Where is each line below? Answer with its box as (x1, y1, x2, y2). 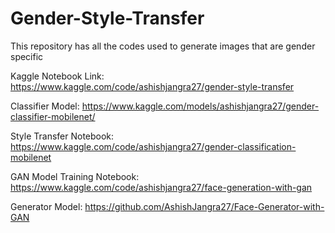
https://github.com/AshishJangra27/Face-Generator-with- (84, 200, 325, 212)
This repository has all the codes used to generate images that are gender (10, 40, 316, 52)
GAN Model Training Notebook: (10, 170, 140, 182)
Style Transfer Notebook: (10, 130, 115, 142)
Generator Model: (10, 200, 83, 212)
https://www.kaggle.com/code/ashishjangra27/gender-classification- (10, 140, 297, 152)
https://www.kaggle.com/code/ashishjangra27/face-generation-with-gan (10, 181, 313, 193)
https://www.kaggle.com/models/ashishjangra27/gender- (81, 100, 320, 112)
